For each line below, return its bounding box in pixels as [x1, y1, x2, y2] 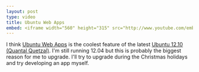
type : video [6, 14, 36, 20]
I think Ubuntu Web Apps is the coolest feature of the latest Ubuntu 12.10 [6, 41, 184, 48]
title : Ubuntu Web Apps [6, 19, 65, 25]
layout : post [6, 8, 38, 15]
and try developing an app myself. [6, 60, 89, 67]
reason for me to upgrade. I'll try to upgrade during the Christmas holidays [6, 53, 188, 60]
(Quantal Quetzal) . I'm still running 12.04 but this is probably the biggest [6, 47, 182, 54]
